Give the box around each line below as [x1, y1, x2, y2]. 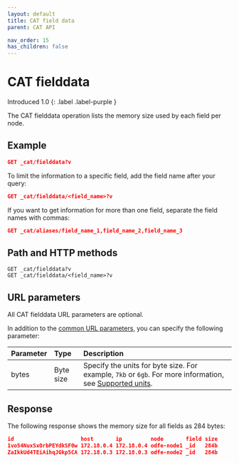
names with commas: [7, 213, 70, 222]
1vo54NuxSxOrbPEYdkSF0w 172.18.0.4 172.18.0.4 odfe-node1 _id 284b [7, 442, 218, 449]
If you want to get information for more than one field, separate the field [7, 205, 218, 214]
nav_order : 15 [7, 36, 50, 44]
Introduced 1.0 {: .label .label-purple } [7, 98, 117, 106]
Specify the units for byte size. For [83, 361, 198, 371]
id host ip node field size [7, 435, 218, 442]
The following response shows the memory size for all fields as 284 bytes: [7, 422, 225, 430]
